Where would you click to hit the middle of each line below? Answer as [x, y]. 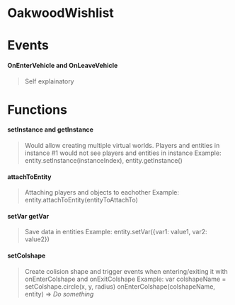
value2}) [37, 239]
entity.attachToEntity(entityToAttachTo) [81, 200]
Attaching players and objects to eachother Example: [102, 192]
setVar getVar [28, 216]
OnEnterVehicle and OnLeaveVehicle [63, 65]
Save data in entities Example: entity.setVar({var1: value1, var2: [116, 232]
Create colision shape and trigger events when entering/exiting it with [126, 271]
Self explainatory [49, 81]
